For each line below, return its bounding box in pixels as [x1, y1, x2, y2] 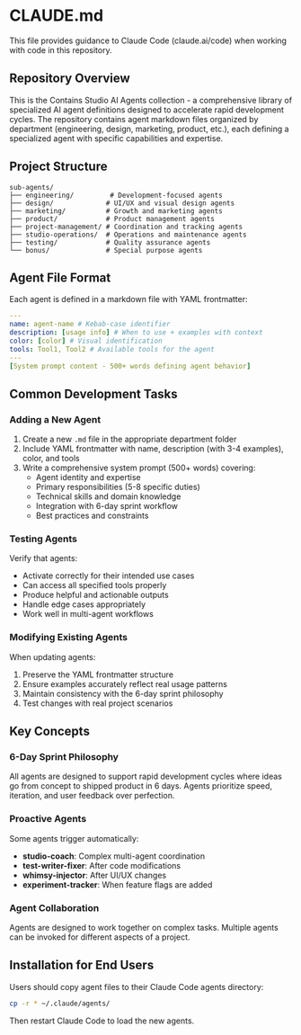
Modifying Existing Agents [9, 631, 128, 644]
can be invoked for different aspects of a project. [9, 932, 190, 942]
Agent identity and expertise [35, 472, 141, 483]
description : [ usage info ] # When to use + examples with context [9, 328, 263, 337]
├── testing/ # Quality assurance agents [9, 237, 211, 247]
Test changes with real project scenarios [22, 698, 173, 709]
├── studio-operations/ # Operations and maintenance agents [9, 230, 247, 239]
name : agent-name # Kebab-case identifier [9, 320, 171, 329]
